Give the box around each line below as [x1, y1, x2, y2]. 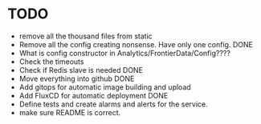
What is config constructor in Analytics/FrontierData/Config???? [18, 48, 230, 58]
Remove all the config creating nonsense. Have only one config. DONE [18, 39, 254, 49]
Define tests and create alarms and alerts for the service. [18, 99, 208, 109]
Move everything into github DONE [18, 74, 135, 83]
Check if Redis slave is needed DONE [18, 65, 144, 74]
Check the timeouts [18, 57, 84, 66]
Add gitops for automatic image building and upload [18, 82, 192, 92]
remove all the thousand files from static [18, 31, 153, 41]
